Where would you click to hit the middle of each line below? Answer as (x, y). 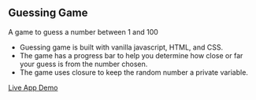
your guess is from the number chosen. (83, 64)
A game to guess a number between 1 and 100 (83, 31)
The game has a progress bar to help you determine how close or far (131, 55)
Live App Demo (33, 87)
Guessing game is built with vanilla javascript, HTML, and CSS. (121, 47)
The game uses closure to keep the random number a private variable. (134, 72)
